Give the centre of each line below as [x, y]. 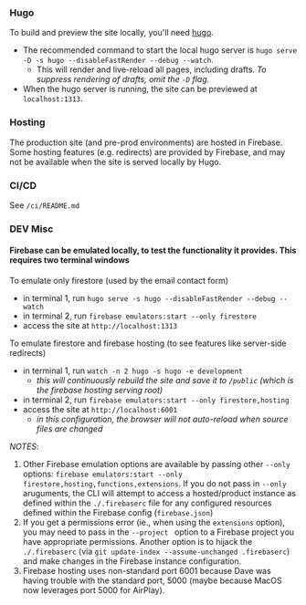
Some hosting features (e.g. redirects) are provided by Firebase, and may [148, 151]
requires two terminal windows [69, 260]
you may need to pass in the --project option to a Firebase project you [158, 532]
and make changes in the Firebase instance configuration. [132, 561]
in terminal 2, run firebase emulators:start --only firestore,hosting [156, 400]
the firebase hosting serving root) [100, 391]
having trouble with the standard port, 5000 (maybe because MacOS [152, 580]
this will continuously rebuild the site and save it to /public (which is [165, 381]
